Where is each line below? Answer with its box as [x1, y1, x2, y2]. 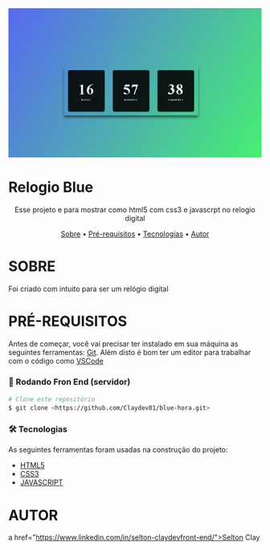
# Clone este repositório [8, 395, 95, 404]
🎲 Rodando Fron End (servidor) [8, 377, 131, 388]
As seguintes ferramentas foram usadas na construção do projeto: [8, 445, 228, 455]
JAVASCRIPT [19, 477, 63, 487]
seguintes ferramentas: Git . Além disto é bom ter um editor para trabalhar [8, 348, 252, 357]
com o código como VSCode [8, 356, 104, 366]
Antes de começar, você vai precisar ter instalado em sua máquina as [8, 339, 239, 349]
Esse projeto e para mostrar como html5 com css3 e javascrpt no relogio [14, 205, 256, 215]
